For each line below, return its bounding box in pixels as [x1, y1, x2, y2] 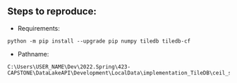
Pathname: [17, 50, 49, 58]
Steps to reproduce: [7, 6, 97, 17]
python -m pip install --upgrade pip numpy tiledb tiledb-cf [7, 38, 191, 45]
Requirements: [17, 24, 60, 32]
